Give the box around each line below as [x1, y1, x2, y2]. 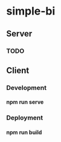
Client [6, 65, 30, 75]
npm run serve [6, 98, 44, 106]
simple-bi [6, 4, 56, 18]
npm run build [6, 129, 42, 136]
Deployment [6, 113, 43, 122]
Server [6, 29, 33, 39]
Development [6, 83, 47, 92]
